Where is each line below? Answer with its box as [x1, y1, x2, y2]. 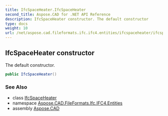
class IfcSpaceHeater [12, 95, 57, 101]
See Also [5, 83, 27, 90]
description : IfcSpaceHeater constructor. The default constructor [5, 16, 149, 21]
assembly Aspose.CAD [12, 105, 60, 111]
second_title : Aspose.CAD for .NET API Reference [5, 12, 111, 17]
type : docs [5, 21, 28, 26]
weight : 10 [5, 26, 28, 31]
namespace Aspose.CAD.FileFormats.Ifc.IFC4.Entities [12, 100, 122, 106]
